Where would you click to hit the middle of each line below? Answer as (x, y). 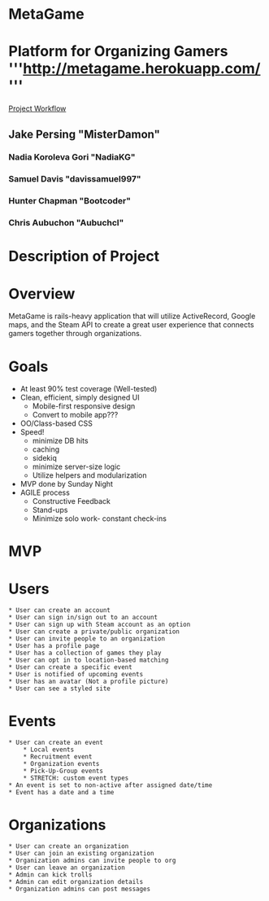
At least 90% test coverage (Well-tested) (89, 389)
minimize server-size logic (76, 467)
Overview (42, 293)
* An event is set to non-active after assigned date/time (111, 785)
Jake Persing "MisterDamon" (85, 134)
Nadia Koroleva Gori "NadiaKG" (72, 157)
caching (46, 449)
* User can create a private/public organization (94, 632)
